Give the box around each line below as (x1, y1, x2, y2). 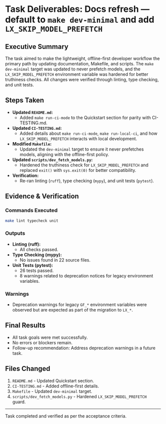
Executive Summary (5, 42, 69, 51)
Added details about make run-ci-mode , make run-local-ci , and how (19, 130, 158, 136)
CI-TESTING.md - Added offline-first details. (12, 383, 99, 389)
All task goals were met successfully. (12, 334, 88, 340)
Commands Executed (5, 207, 58, 214)
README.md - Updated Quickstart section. (12, 377, 94, 383)
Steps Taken (5, 96, 44, 105)
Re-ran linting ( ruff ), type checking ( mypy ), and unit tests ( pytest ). (19, 177, 154, 184)
